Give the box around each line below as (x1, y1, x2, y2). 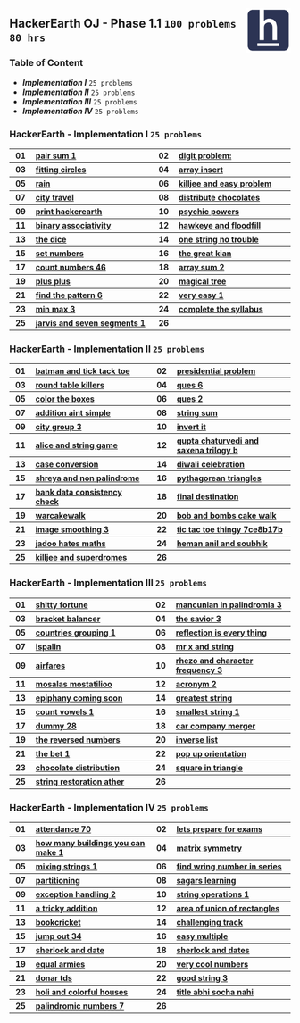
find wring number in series (176, 861, 283, 872)
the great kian (178, 248, 232, 259)
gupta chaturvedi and (176, 435, 259, 445)
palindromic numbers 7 (35, 1001, 125, 1011)
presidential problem (176, 365, 256, 376)
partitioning (35, 875, 80, 886)
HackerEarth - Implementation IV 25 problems (9, 801, 209, 813)
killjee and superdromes (35, 552, 128, 562)
